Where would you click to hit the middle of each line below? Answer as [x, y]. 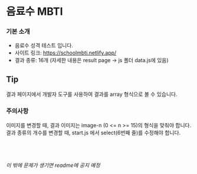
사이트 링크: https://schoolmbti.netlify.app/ [65, 53]
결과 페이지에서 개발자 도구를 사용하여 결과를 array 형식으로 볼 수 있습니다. [92, 94]
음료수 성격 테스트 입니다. [44, 46]
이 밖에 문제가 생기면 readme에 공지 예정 [53, 165]
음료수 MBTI [35, 12]
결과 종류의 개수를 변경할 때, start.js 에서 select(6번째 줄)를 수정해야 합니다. [93, 133]
